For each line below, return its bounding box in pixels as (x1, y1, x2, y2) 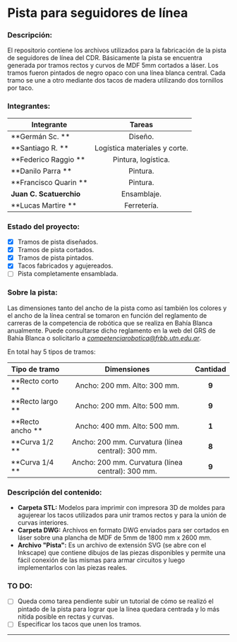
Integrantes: (7, 101, 51, 111)
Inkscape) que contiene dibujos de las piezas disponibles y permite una (17, 548, 226, 557)
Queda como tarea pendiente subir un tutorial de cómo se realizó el (17, 597, 214, 605)
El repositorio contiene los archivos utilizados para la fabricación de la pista (7, 46, 227, 54)
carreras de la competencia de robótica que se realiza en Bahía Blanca (7, 319, 213, 327)
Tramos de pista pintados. (17, 254, 94, 262)
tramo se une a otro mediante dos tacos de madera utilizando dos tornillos (7, 76, 224, 85)
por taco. (7, 83, 34, 93)
